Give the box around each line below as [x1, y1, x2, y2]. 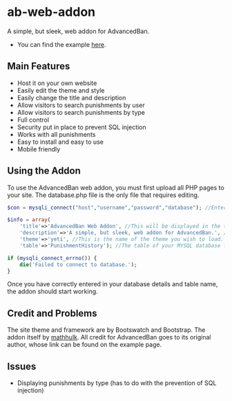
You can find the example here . [17, 40, 106, 48]
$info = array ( [7, 216, 51, 223]
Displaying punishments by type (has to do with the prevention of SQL [17, 379, 217, 387]
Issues [7, 360, 37, 372]
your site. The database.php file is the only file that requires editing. [7, 191, 200, 199]
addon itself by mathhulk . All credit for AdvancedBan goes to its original [7, 333, 211, 342]
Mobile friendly [17, 144, 61, 153]
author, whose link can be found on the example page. [7, 340, 162, 349]
